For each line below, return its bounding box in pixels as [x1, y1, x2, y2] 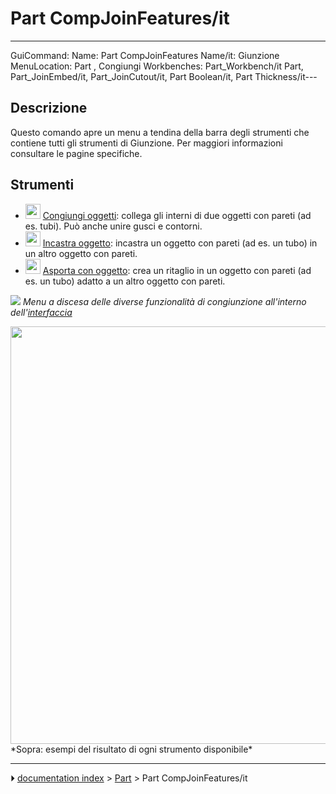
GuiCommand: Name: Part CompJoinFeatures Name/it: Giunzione [10, 49, 280, 61]
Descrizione [10, 100, 88, 117]
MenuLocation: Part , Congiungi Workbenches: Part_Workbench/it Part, [10, 60, 304, 72]
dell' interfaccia [10, 306, 73, 318]
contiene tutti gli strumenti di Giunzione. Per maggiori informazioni [10, 137, 283, 149]
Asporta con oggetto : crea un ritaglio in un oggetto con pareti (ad [42, 264, 312, 276]
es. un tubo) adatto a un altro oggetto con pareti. [24, 275, 226, 287]
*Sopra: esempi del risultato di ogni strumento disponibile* [10, 743, 253, 755]
